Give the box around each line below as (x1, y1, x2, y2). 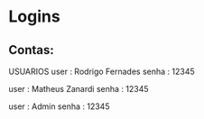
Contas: (8, 42, 55, 58)
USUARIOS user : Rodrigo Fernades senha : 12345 (8, 66, 195, 77)
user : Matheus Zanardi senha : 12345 (8, 84, 149, 94)
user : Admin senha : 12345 (8, 101, 110, 112)
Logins (8, 6, 60, 27)
